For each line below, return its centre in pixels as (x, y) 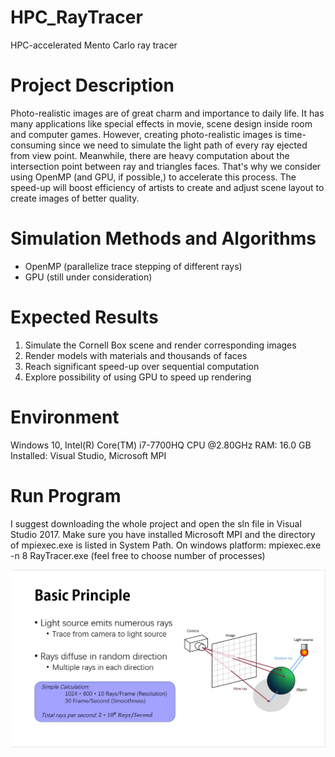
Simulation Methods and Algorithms (163, 238)
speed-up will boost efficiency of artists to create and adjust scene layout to (167, 187)
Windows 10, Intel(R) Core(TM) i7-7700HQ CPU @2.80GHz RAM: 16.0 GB (161, 445)
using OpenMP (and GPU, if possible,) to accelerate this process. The (153, 177)
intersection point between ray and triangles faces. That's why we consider (166, 166)
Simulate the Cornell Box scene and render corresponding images (160, 345)
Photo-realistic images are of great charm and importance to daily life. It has (167, 113)
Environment (65, 417)
